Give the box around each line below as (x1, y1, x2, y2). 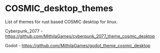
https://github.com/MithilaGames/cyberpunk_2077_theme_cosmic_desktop (5, 33, 155, 39)
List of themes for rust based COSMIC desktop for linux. (5, 19, 118, 25)
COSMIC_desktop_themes (5, 3, 114, 14)
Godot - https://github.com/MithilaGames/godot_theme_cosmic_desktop (5, 42, 151, 48)
